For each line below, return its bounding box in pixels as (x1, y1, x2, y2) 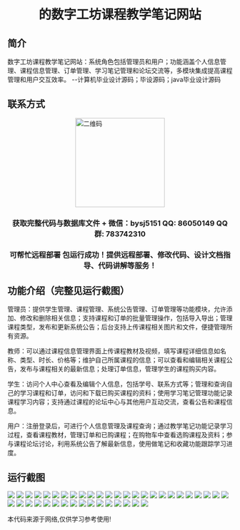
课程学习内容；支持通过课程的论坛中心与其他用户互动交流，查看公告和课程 (7, 397, 226, 407)
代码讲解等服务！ (97, 260, 157, 270)
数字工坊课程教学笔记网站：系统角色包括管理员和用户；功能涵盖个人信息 (7, 58, 220, 66)
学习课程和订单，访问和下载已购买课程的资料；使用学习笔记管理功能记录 (19, 389, 233, 397)
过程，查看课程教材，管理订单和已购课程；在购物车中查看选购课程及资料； (7, 431, 226, 439)
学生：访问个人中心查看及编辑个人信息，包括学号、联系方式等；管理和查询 (7, 379, 226, 389)
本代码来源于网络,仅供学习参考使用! (7, 515, 112, 524)
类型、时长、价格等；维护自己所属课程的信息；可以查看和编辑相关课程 (19, 356, 226, 365)
